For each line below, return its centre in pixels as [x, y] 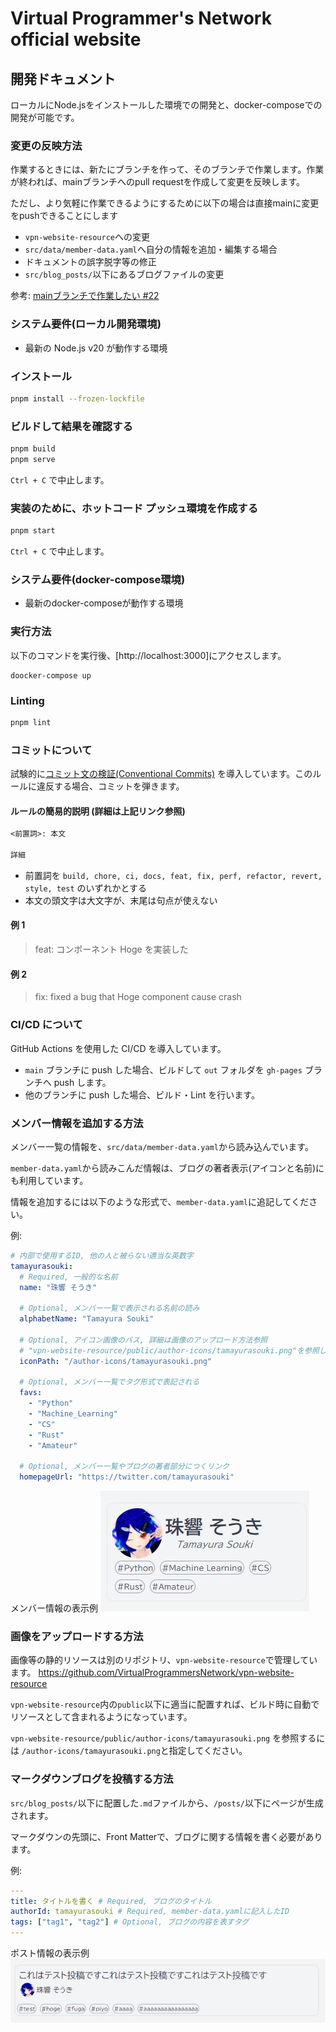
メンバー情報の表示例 [54, 1608]
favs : [31, 1393]
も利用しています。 [49, 1180]
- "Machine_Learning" [73, 1414]
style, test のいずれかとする [86, 888]
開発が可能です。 [45, 117]
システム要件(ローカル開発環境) [86, 324]
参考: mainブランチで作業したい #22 [85, 296]
